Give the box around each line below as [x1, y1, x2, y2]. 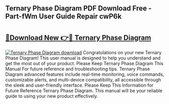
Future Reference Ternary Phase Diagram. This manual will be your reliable [5, 88, 163, 94]
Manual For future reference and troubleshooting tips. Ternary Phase [5, 66, 150, 72]
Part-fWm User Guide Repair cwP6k [5, 12, 122, 21]
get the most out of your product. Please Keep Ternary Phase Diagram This [5, 60, 164, 66]
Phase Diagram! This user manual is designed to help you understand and [5, 55, 161, 61]
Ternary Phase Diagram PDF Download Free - [5, 4, 152, 13]
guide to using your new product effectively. [5, 93, 99, 99]
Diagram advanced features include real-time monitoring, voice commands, [5, 71, 164, 77]
